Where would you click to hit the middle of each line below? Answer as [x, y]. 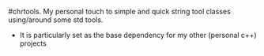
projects [33, 43]
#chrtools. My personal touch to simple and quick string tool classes [119, 11]
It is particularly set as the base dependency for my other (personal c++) [138, 35]
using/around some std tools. [56, 20]
